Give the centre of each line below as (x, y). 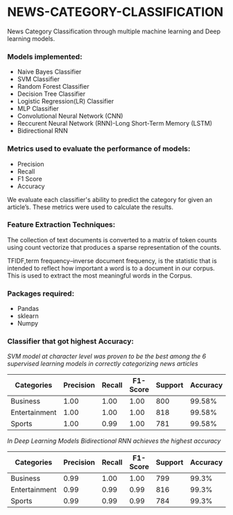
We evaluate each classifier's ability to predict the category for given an (110, 199)
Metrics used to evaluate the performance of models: (99, 149)
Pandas (28, 309)
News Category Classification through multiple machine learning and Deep (114, 31)
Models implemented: (45, 56)
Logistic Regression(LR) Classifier (66, 101)
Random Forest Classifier (53, 87)
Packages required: (41, 294)
